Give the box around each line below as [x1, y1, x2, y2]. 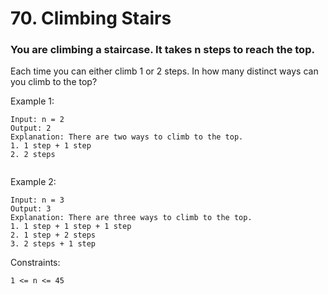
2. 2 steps [10, 150, 56, 160]
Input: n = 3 [10, 195, 65, 206]
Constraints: [10, 257, 61, 269]
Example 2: [10, 176, 57, 188]
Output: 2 [10, 123, 52, 134]
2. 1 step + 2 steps [10, 230, 97, 241]
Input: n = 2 [10, 115, 65, 125]
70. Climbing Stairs [10, 7, 172, 30]
